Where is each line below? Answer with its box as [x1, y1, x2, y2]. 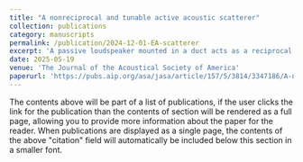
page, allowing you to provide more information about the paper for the [9, 115, 273, 126]
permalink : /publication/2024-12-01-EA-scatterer [9, 38, 200, 48]
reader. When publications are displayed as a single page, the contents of [9, 125, 283, 136]
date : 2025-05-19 [9, 55, 75, 64]
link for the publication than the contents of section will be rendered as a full [9, 105, 292, 117]
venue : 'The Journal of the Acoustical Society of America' [9, 64, 241, 73]
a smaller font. [9, 144, 63, 155]
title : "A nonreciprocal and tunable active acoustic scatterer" [9, 13, 260, 22]
